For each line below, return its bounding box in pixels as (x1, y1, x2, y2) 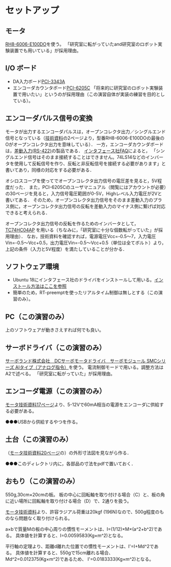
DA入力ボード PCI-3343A (12, 78, 65, 84)
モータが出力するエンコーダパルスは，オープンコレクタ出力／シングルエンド (5, 128, 166, 134)
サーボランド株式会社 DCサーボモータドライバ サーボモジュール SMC (5, 358, 157, 364)
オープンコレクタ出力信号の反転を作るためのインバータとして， (5, 220, 139, 226)
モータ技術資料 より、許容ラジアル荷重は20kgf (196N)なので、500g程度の (5, 509, 160, 515)
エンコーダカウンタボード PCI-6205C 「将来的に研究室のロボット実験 (12, 85, 159, 91)
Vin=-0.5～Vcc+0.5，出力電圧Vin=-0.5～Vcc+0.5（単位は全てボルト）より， (5, 240, 166, 246)
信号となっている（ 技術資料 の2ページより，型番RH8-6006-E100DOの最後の (5, 135, 165, 141)
